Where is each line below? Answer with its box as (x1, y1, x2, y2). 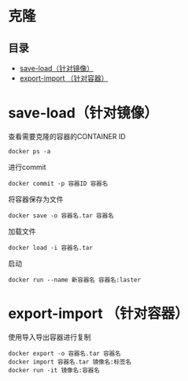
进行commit (8, 162, 46, 172)
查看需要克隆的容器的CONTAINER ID (8, 131, 126, 141)
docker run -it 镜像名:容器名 (8, 366, 100, 374)
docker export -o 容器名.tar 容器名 (8, 349, 121, 357)
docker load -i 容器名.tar (8, 243, 93, 251)
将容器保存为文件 (8, 194, 64, 204)
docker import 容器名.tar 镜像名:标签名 (8, 357, 132, 366)
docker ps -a (8, 147, 51, 155)
